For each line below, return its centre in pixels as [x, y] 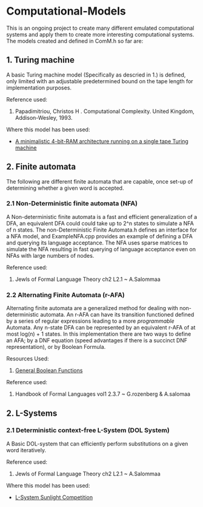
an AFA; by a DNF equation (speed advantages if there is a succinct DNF [97, 340]
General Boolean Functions [49, 371]
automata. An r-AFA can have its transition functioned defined [117, 315]
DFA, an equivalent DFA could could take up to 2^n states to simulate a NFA [100, 223]
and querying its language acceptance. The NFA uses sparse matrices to [97, 243]
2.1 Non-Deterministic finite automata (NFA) [72, 204]
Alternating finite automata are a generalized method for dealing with [92, 308]
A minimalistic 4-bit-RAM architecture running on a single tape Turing [102, 141]
